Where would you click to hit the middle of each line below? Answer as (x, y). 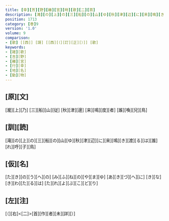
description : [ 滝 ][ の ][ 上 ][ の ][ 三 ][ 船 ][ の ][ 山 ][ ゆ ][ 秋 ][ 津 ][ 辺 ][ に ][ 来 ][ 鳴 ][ (83, 15)
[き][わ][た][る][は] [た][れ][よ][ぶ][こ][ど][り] (52, 183)
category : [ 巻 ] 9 (22, 24)
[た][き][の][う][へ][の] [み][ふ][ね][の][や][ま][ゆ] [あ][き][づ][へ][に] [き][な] (83, 177)
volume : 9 (16, 33)
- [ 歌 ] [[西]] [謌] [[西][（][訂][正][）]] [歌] (52, 43)
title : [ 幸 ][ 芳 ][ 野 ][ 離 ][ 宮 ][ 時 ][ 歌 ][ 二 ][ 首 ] (50, 10)
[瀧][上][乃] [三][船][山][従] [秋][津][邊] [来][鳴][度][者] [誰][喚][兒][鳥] (76, 110)
